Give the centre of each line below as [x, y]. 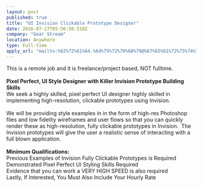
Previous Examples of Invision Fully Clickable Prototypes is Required [91, 158]
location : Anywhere [31, 40]
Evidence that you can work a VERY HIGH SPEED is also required [87, 171]
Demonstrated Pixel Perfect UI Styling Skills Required [72, 164]
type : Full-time [27, 46]
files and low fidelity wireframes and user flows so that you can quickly [95, 119]
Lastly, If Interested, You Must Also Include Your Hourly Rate [81, 177]
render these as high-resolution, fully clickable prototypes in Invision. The [99, 126]
